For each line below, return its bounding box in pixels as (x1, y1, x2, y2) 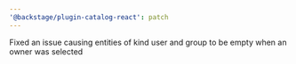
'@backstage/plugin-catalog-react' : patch (9, 12, 169, 22)
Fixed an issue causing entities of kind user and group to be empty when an (9, 37, 287, 47)
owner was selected (9, 46, 84, 57)
